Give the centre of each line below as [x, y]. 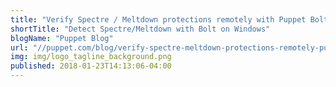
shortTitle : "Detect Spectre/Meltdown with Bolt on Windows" [140, 29]
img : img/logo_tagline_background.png [91, 57]
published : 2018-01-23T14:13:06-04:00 [91, 66]
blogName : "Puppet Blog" [62, 38]
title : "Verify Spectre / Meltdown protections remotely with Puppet [158, 19]
